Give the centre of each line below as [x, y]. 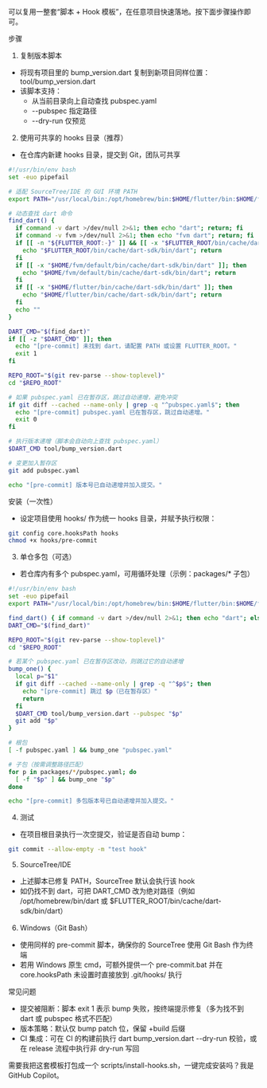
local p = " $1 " [37, 677]
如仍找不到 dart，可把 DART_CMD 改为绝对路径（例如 [107, 891]
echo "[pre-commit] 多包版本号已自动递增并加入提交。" [91, 801]
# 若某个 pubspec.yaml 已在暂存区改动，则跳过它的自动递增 [96, 662]
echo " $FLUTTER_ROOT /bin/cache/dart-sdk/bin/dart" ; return [122, 250]
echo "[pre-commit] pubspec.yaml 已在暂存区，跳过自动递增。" [113, 412]
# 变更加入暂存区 [33, 463]
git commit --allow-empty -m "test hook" [78, 850]
